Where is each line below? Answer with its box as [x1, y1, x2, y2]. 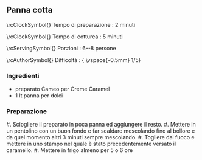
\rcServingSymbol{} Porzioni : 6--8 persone [6, 44, 117, 52]
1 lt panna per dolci [15, 92, 63, 99]
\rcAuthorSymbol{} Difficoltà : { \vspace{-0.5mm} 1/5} [6, 56, 141, 63]
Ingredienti [6, 71, 40, 80]
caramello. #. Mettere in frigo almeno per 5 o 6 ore [6, 147, 133, 154]
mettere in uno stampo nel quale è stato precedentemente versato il [6, 140, 176, 148]
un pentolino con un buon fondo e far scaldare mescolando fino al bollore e [6, 127, 195, 134]
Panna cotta [6, 5, 53, 15]
